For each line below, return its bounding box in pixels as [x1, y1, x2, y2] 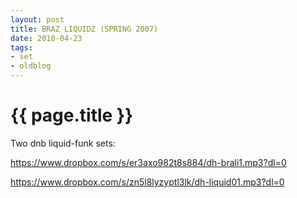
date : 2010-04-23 [10, 33, 83, 43]
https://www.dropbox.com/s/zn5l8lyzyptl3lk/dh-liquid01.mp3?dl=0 [10, 176, 285, 188]
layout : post [10, 14, 65, 25]
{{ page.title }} [10, 104, 134, 127]
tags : [10, 42, 33, 53]
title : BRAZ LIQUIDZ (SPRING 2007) [10, 24, 159, 34]
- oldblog [10, 61, 52, 71]
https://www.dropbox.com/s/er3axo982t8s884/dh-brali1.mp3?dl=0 [10, 156, 287, 168]
